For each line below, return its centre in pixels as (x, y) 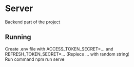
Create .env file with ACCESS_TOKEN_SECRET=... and (59, 49)
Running (18, 37)
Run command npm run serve (35, 59)
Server (19, 8)
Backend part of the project (33, 22)
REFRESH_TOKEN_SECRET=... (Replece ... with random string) (67, 54)
